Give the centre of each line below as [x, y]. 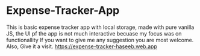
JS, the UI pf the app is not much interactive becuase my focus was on [94, 33]
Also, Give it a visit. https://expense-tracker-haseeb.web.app [82, 46]
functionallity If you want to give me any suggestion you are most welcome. [100, 40]
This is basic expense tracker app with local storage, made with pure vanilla [100, 27]
